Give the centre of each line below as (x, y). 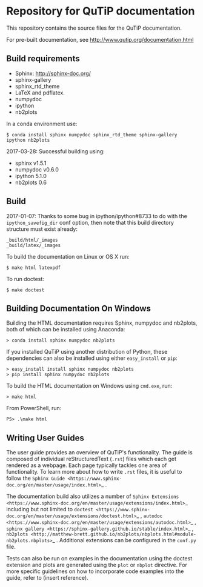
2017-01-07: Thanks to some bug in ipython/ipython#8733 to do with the (97, 216)
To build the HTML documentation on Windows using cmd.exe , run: (89, 386)
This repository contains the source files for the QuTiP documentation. (94, 28)
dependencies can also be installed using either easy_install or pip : (92, 358)
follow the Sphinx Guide (36, 478)
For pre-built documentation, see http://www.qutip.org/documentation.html (100, 39)
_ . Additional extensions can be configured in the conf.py (124, 540)
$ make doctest (25, 290)
